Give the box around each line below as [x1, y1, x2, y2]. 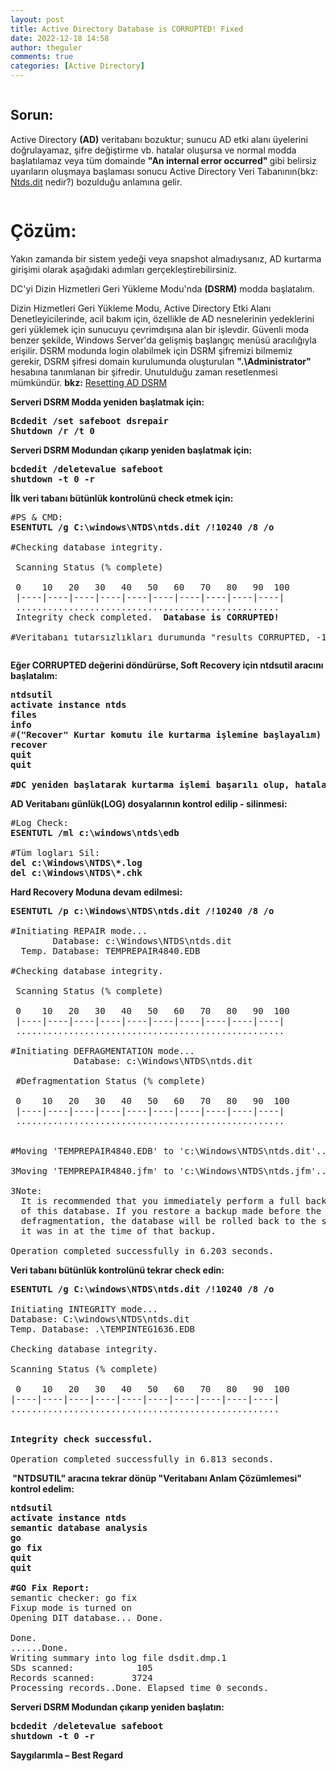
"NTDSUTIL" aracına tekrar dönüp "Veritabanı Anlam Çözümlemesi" [12, 1472, 303, 1484]
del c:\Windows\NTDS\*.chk [10, 867, 143, 878]
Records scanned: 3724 [10, 1672, 153, 1683]
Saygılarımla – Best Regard [10, 1749, 124, 1761]
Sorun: [10, 107, 54, 124]
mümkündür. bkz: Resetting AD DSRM [10, 376, 168, 388]
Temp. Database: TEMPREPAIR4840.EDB [20, 945, 201, 956]
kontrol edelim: [10, 1482, 75, 1495]
